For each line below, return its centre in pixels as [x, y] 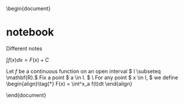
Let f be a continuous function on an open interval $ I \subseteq [83, 71]
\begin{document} [29, 9]
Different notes [24, 48]
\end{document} [26, 95]
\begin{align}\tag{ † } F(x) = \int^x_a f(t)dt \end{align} [69, 83]
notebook [30, 32]
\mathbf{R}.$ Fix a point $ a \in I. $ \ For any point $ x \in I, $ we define [92, 77]
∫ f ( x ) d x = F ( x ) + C [27, 60]
